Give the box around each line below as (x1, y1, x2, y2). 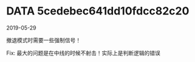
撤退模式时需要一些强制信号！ (6, 36, 81, 43)
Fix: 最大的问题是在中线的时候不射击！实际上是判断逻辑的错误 (6, 49, 161, 57)
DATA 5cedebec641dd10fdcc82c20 (6, 4, 190, 18)
